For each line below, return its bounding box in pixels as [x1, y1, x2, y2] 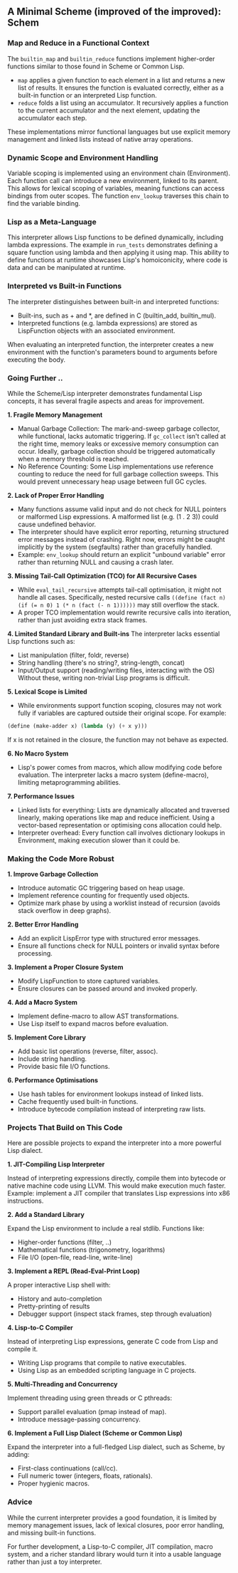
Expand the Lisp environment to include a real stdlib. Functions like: [7, 1224, 205, 1233]
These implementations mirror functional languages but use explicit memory [7, 127, 231, 136]
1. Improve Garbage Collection [7, 870, 99, 879]
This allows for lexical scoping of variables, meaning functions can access [7, 184, 225, 192]
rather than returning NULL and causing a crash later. [17, 558, 174, 566]
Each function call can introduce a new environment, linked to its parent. [7, 176, 219, 184]
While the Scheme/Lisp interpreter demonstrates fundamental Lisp [7, 389, 202, 397]
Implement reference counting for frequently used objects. [17, 892, 190, 900]
